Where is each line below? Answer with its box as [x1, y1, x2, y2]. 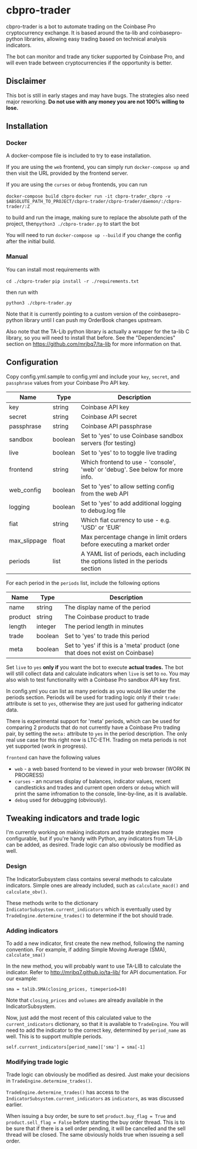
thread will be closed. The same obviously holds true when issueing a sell [6, 1131, 184, 1138]
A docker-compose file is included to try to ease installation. [6, 152, 151, 159]
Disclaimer [6, 76, 46, 86]
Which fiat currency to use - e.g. [80, 516, 171, 524]
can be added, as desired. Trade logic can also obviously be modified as [6, 841, 182, 848]
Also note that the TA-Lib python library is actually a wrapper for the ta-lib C [6, 328, 189, 335]
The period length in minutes [64, 622, 144, 631]
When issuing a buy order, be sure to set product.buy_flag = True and [6, 1113, 176, 1120]
